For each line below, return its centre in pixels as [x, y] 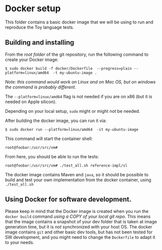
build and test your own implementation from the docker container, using [78, 180]
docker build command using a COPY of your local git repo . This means [78, 216]
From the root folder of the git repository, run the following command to [77, 54]
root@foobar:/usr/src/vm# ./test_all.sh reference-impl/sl [66, 166]
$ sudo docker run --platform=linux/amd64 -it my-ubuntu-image [72, 129]
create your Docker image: [32, 60]
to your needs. [20, 242]
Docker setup [33, 9]
